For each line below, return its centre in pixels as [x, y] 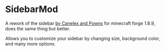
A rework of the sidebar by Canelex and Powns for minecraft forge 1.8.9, [80, 23]
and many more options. [31, 43]
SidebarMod [32, 9]
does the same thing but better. [38, 28]
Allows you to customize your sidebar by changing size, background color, [83, 38]
